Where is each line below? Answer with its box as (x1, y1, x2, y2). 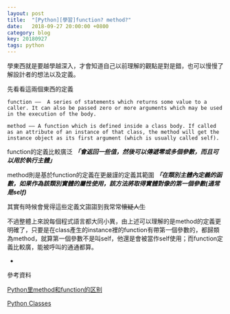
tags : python (7, 42, 45, 49)
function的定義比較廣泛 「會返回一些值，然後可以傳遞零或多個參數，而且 (7, 148, 213, 155)
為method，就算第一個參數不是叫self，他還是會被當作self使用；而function (7, 234, 218, 243)
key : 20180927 (7, 36, 48, 43)
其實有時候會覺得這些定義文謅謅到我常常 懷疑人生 (7, 203, 146, 210)
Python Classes (7, 300, 51, 307)
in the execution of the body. (7, 111, 97, 117)
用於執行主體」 (12, 156, 56, 164)
